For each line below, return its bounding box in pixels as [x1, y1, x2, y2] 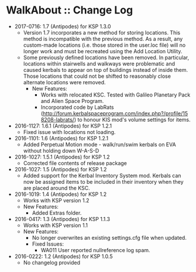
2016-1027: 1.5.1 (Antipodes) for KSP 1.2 [14, 153, 110, 160]
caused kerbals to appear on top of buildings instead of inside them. [23, 66, 188, 73]
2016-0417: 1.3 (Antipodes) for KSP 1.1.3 [14, 215, 110, 222]
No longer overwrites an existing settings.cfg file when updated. [32, 234, 187, 241]
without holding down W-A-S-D [23, 147, 99, 154]
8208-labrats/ [40, 116, 75, 123]
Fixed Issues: [32, 240, 64, 247]
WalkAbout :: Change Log [6, 4, 133, 17]
